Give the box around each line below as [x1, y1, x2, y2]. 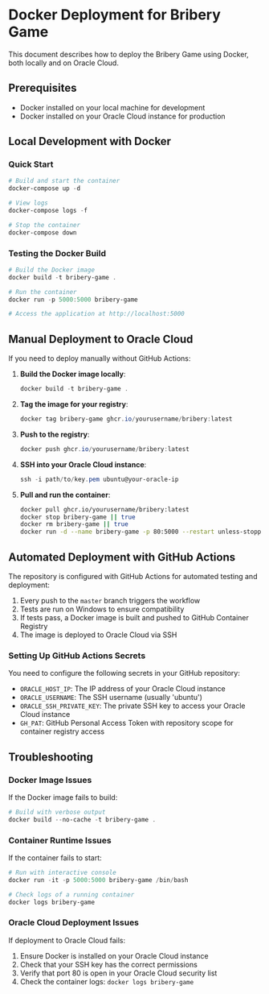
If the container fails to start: [8, 853, 102, 863]
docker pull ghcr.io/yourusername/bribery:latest [19, 505, 190, 513]
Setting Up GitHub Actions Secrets [8, 650, 146, 661]
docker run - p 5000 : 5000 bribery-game [8, 296, 138, 304]
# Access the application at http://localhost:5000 [8, 310, 185, 318]
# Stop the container [8, 221, 81, 229]
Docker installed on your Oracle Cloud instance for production [19, 111, 226, 121]
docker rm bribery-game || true [19, 520, 128, 528]
